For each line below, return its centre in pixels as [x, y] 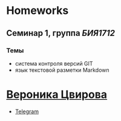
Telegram [27, 111]
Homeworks [38, 11]
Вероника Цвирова [57, 95]
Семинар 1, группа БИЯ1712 [61, 33]
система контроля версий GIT [54, 63]
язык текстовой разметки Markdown [62, 70]
